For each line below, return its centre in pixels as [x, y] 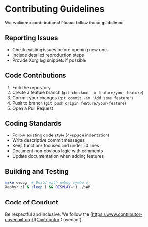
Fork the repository [32, 87]
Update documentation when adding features [58, 156]
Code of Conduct [32, 202]
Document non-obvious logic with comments [57, 151]
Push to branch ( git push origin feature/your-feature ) [69, 103]
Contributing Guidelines [55, 9]
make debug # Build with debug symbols [47, 183]
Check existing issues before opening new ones [60, 49]
